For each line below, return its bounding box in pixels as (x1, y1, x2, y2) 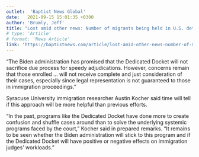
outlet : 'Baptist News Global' (6, 8, 86, 15)
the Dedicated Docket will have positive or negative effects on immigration (6, 137, 188, 145)
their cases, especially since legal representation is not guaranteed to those (6, 76, 191, 84)
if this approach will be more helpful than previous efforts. (6, 101, 147, 108)
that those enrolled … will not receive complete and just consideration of (6, 71, 182, 78)
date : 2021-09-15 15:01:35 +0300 (6, 14, 94, 20)
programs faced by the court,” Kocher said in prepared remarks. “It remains (6, 125, 191, 132)
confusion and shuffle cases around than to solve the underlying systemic (6, 118, 187, 126)
